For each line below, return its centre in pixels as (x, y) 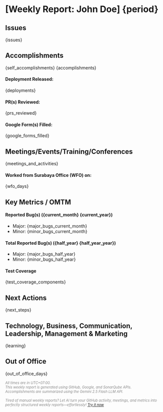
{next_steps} (18, 310)
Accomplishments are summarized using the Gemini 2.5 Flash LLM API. (64, 391)
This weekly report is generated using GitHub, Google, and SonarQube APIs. (68, 387)
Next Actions (26, 298)
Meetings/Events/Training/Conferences (69, 151)
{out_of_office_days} (26, 373)
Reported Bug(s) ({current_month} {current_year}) (59, 215)
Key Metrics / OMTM (38, 202)
